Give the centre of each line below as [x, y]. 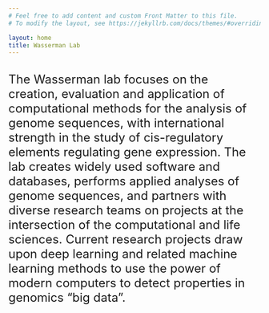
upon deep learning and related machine [123, 254]
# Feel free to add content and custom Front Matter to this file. [123, 16]
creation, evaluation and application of [117, 94]
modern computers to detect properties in [127, 283]
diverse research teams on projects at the [126, 210]
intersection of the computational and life [124, 225]
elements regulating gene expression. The [127, 152]
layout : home [30, 38]
